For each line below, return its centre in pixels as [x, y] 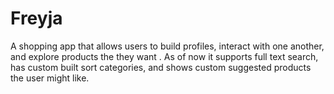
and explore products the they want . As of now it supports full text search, [164, 56]
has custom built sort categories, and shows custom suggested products [161, 67]
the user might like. [50, 78]
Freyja [36, 18]
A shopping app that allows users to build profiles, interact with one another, [167, 46]
